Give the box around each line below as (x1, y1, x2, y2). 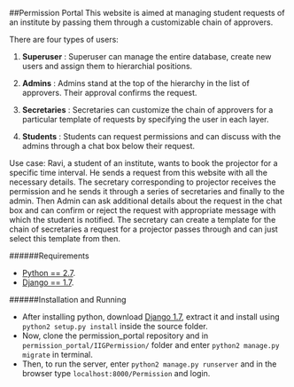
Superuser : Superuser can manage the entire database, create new (21, 51, 272, 61)
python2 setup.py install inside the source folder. (21, 321, 208, 331)
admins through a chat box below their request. (21, 141, 196, 151)
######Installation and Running (9, 295, 127, 304)
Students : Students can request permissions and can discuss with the (21, 131, 282, 141)
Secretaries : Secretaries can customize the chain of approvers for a (21, 105, 274, 115)
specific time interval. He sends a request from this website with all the (9, 168, 268, 178)
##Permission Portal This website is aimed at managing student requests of (9, 8, 285, 18)
